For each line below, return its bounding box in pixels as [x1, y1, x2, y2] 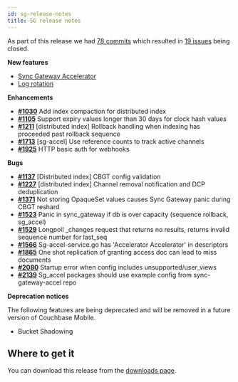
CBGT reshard [17, 202, 60, 211]
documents [17, 255, 51, 264]
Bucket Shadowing [17, 327, 73, 335]
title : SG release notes [7, 17, 81, 24]
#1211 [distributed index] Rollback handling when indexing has [17, 122, 201, 130]
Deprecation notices [7, 292, 69, 300]
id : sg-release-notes [7, 10, 72, 18]
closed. [7, 44, 29, 53]
